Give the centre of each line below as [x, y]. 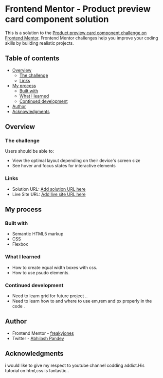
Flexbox [20, 244]
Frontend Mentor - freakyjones [43, 333]
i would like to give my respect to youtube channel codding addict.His [75, 365]
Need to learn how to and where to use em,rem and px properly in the [82, 301]
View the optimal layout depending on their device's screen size [76, 161]
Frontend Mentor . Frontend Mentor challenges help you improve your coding [82, 38]
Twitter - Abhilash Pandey [38, 338]
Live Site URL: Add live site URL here [49, 194]
